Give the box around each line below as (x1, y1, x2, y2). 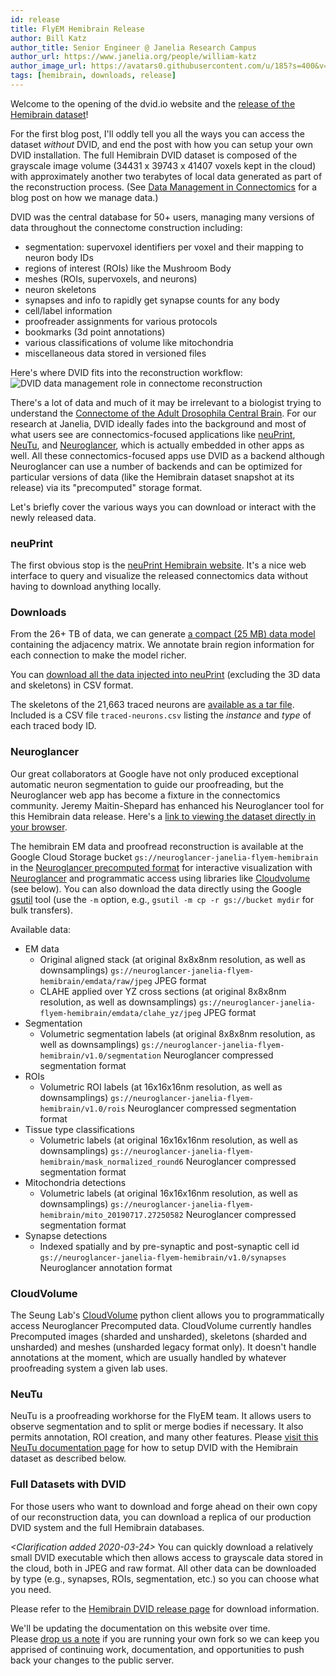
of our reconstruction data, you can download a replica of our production (10, 1511, 312, 1523)
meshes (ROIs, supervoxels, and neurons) (24, 272, 198, 285)
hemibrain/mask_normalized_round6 (39, 1157, 184, 1167)
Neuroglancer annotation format (39, 1261, 173, 1273)
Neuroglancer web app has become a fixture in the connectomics (10, 789, 281, 801)
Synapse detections (24, 1229, 108, 1241)
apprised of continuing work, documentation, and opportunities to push (10, 1643, 305, 1655)
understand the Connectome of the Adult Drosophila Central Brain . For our (10, 407, 317, 419)
